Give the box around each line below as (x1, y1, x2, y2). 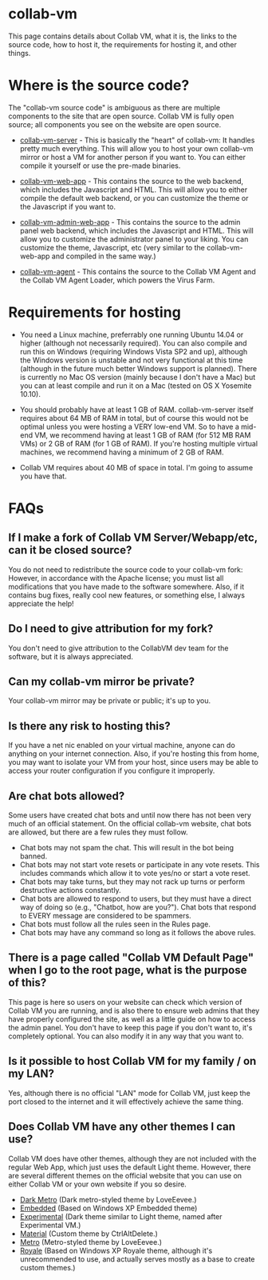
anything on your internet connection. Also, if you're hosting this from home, (8, 749, 259, 758)
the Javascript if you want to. (19, 202, 116, 211)
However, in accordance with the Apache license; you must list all (8, 573, 224, 582)
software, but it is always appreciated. (8, 651, 133, 661)
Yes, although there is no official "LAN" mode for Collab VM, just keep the (8, 1088, 251, 1098)
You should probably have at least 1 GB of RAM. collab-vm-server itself (19, 405, 254, 414)
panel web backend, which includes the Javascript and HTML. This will (19, 226, 254, 235)
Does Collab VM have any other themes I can (8, 1120, 235, 1134)
